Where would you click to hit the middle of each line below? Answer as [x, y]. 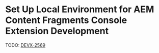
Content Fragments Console [66, 20]
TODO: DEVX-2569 [25, 45]
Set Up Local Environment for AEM [80, 9]
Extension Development [57, 31]
